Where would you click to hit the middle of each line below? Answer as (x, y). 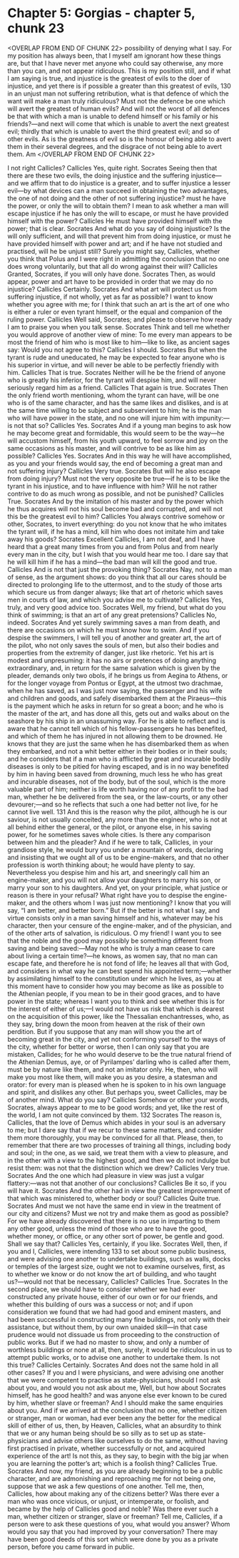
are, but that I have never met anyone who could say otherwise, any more (115, 63)
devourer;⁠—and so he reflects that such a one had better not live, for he (113, 804)
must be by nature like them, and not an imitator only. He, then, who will (113, 1069)
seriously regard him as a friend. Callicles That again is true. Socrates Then (118, 387)
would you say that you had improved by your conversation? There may (113, 1532)
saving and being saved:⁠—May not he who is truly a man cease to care (111, 948)
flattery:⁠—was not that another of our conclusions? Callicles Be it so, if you (117, 1183)
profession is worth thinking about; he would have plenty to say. (101, 865)
